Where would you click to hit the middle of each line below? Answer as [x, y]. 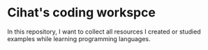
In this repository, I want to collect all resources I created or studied [104, 32]
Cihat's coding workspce [81, 13]
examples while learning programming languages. [79, 38]
